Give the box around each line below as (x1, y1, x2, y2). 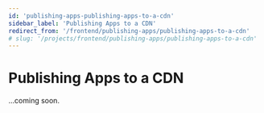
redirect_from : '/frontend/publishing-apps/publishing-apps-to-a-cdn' (8, 27, 250, 35)
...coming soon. (8, 96, 60, 106)
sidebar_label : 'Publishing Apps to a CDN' (8, 19, 157, 27)
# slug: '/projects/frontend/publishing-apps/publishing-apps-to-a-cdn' (8, 34, 258, 43)
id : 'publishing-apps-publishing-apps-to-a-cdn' (8, 11, 175, 20)
